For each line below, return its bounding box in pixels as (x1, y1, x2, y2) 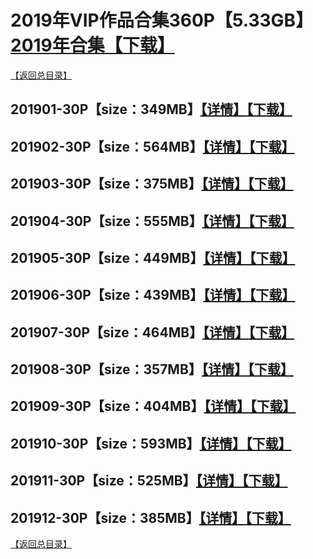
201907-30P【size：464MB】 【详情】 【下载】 (10, 324, 295, 341)
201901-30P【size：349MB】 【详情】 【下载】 (10, 101, 293, 118)
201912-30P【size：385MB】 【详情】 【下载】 (10, 509, 292, 526)
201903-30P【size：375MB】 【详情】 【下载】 (10, 176, 294, 193)
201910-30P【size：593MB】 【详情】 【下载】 (10, 435, 292, 452)
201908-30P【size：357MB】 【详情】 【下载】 (10, 361, 294, 378)
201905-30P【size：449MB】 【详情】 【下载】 (10, 249, 296, 266)
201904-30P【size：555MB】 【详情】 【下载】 (10, 212, 295, 230)
